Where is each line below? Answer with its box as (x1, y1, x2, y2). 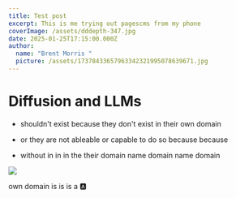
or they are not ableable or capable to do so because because (19, 135, 229, 144)
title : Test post (8, 11, 67, 20)
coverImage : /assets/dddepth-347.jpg (8, 27, 136, 35)
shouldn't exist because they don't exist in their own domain (19, 118, 221, 128)
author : (8, 42, 35, 50)
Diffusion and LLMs (8, 93, 142, 110)
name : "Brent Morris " (15, 49, 92, 58)
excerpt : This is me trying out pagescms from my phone (8, 19, 201, 28)
